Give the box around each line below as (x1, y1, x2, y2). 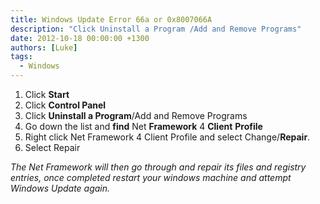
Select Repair (24, 142, 81, 153)
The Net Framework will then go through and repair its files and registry (10, 161, 307, 173)
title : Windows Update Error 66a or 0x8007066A (10, 14, 213, 25)
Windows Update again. (10, 182, 111, 194)
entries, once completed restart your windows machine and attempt (10, 172, 292, 183)
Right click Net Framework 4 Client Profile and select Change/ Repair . (24, 131, 311, 143)
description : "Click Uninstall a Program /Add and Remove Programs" (10, 24, 302, 34)
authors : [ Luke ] (10, 42, 78, 53)
